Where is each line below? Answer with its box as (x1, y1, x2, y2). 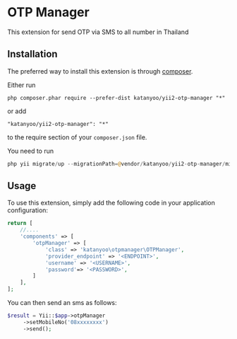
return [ (7, 220, 33, 227)
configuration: (7, 206, 48, 214)
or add (7, 107, 27, 115)
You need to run (7, 146, 54, 155)
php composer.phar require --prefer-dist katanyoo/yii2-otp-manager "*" (7, 94, 226, 101)
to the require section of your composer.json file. (7, 132, 147, 142)
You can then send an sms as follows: (7, 299, 118, 307)
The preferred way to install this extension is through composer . (7, 67, 193, 75)
